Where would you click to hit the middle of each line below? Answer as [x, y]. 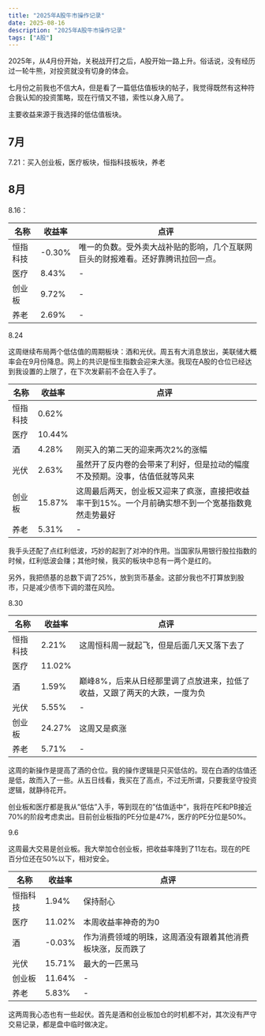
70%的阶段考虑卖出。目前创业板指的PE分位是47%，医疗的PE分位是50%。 [129, 816]
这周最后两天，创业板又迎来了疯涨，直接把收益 [163, 491]
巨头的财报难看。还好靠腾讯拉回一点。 [149, 259]
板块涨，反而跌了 [115, 948]
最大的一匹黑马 [111, 963]
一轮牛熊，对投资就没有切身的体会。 [73, 71]
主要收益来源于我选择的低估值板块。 [67, 115]
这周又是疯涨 [103, 728]
